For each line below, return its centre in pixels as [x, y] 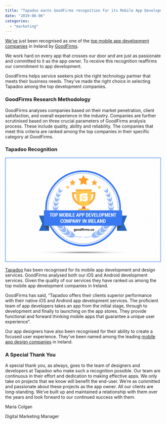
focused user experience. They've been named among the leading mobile [80, 337]
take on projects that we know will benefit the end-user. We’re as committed [83, 381]
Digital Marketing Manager [32, 417]
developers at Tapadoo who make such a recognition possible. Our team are [83, 371]
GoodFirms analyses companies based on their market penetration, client [80, 110]
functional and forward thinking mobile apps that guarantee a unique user [80, 316]
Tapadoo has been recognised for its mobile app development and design [80, 270]
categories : [17, 21]
